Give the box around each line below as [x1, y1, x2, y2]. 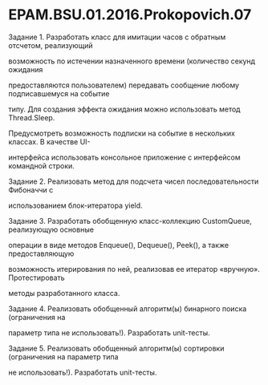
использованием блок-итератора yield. [8, 201, 143, 210]
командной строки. [8, 160, 75, 170]
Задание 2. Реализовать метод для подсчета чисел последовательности [8, 176, 259, 186]
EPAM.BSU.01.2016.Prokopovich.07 [8, 6, 252, 24]
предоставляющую [8, 249, 75, 258]
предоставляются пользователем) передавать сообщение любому [8, 80, 239, 90]
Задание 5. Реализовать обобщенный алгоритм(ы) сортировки [8, 343, 225, 353]
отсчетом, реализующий [8, 40, 93, 50]
